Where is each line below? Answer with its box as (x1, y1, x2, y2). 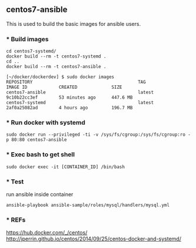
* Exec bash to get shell (6, 150, 75, 159)
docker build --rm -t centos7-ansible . (6, 64, 107, 70)
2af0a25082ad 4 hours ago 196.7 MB (6, 105, 133, 111)
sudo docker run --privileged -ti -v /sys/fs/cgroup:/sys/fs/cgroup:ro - (6, 132, 191, 138)
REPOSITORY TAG (6, 79, 146, 85)
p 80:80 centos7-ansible (6, 137, 67, 143)
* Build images (6, 35, 49, 43)
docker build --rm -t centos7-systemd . (6, 53, 107, 59)
